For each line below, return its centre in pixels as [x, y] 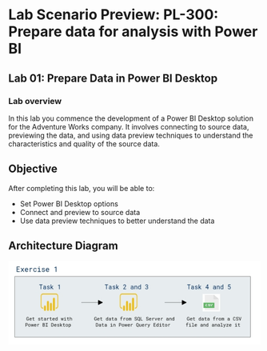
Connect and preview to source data [80, 212]
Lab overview [35, 101]
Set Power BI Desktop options [69, 203]
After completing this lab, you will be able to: [82, 188]
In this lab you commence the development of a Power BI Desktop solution [131, 118]
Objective [33, 169]
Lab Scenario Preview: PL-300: [114, 15]
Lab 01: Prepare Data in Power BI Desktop [113, 78]
